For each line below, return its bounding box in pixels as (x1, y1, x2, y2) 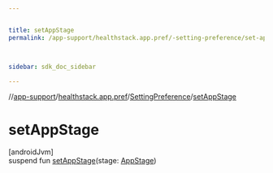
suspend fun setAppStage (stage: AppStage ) (8, 156, 157, 166)
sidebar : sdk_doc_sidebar (8, 63, 96, 71)
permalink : (8, 33, 45, 41)
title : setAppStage (8, 26, 75, 34)
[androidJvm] (8, 147, 54, 157)
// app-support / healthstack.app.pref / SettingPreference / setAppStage (8, 92, 237, 102)
